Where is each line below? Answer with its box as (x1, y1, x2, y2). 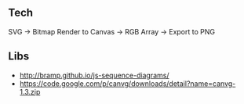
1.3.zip (19, 87, 41, 96)
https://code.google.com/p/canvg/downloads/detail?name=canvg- (19, 78, 236, 88)
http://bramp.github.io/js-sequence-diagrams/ (19, 70, 169, 80)
